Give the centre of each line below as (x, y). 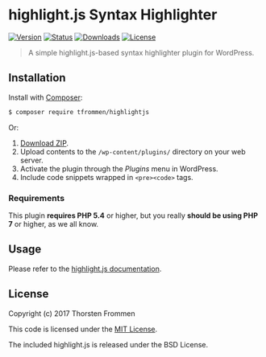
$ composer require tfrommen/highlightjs (79, 112)
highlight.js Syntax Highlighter (113, 15)
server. (32, 160)
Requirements (37, 198)
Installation (37, 78)
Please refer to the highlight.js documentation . (85, 269)
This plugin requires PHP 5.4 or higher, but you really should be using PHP (133, 215)
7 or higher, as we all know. (54, 224)
